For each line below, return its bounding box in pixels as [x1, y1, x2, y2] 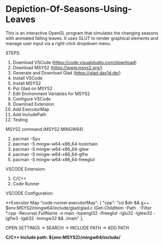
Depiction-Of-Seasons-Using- [5, 3, 132, 15]
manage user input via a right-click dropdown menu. [5, 40, 112, 46]
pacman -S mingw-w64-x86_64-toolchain [12, 141, 98, 147]
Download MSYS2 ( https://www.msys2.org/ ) [12, 65, 103, 71]
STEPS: [5, 50, 21, 56]
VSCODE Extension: [5, 166, 46, 172]
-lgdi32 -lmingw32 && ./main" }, [19, 215, 84, 221]
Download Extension [12, 101, 54, 107]
